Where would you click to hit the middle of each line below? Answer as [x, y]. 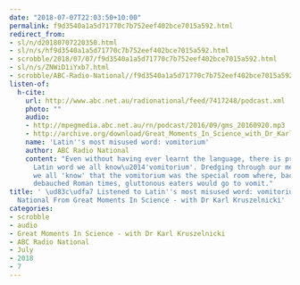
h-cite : [32, 92]
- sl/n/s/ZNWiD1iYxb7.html [59, 68]
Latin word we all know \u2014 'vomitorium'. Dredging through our [157, 167]
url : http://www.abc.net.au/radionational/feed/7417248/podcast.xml [155, 101]
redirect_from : [37, 34]
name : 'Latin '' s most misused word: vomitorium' [117, 142]
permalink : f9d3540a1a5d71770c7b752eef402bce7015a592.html [121, 26]
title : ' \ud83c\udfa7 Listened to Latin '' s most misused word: [131, 192]
